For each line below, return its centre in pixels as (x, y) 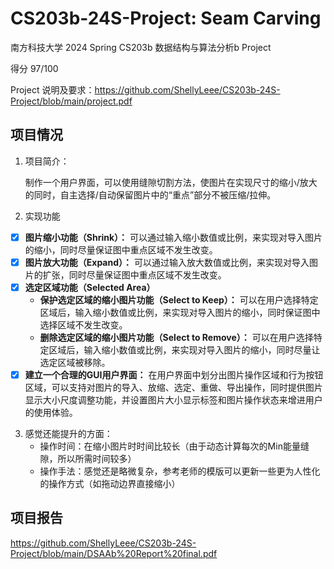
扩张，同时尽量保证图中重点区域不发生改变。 (134, 274)
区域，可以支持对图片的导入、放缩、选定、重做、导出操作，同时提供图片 (173, 387)
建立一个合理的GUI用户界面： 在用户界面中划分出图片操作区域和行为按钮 (174, 374)
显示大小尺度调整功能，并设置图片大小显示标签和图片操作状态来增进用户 (173, 400)
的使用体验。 (51, 412)
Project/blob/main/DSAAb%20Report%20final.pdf (114, 553)
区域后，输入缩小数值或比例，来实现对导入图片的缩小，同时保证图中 (180, 312)
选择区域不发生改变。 (83, 324)
